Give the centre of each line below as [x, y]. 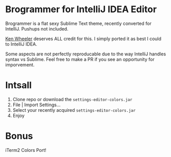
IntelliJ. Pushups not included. [37, 28]
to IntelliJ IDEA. [21, 44]
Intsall [19, 85]
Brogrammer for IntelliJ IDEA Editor [81, 9]
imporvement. [20, 65]
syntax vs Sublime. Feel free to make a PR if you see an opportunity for [80, 59]
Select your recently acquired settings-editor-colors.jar [74, 110]
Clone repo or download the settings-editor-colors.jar [72, 99]
